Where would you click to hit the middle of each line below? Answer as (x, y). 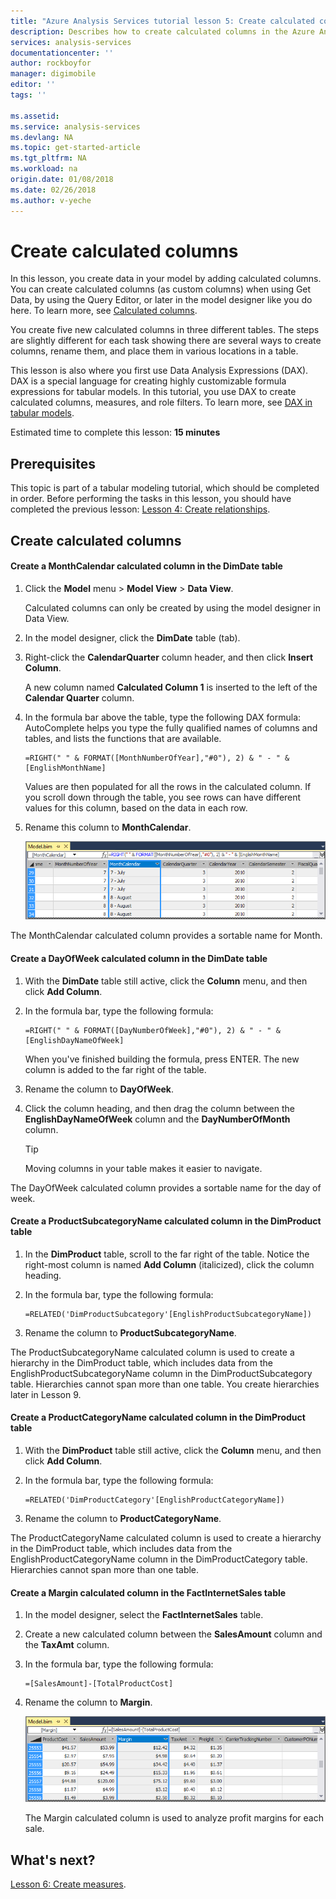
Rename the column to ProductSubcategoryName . (130, 1332)
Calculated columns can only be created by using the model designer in (173, 607)
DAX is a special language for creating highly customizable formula (148, 381)
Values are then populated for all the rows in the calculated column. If (168, 786)
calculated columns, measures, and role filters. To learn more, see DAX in (161, 402)
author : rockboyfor (51, 63)
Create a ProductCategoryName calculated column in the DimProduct (158, 1417)
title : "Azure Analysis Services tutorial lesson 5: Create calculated (162, 21)
